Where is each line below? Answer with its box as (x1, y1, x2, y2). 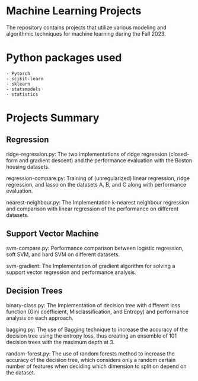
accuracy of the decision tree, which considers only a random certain (6, 356, 176, 363)
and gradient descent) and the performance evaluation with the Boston (18, 156, 193, 164)
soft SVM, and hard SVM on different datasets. (6, 251, 120, 258)
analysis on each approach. (6, 314, 74, 322)
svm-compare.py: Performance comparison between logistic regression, (6, 244, 184, 251)
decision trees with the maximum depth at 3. (6, 338, 115, 345)
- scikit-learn (6, 75, 44, 81)
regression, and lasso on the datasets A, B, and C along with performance (6, 181, 187, 188)
